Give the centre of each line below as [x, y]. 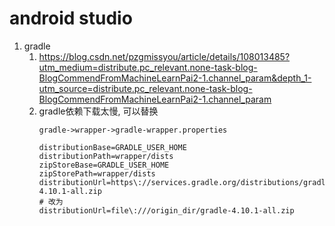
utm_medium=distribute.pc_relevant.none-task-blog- [148, 67]
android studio [71, 18]
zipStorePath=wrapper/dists [97, 173]
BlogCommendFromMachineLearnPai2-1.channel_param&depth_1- [175, 78]
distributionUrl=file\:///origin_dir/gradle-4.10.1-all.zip [166, 210]
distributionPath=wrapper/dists [106, 156]
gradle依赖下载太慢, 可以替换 [98, 111]
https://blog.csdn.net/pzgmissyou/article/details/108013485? [164, 56]
